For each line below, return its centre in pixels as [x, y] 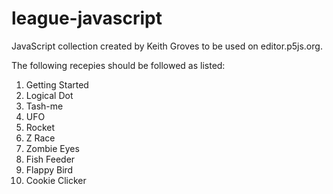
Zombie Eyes [52, 148]
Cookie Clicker [56, 180]
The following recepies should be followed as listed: [118, 65]
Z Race [40, 138]
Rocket [40, 127]
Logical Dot [49, 95]
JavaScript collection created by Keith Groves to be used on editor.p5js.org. [167, 46]
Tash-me [44, 106]
